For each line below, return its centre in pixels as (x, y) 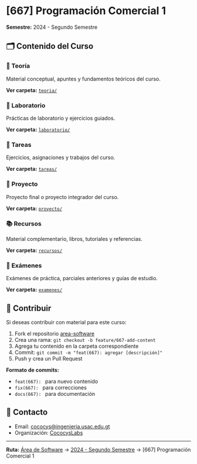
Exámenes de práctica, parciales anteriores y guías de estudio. (82, 278)
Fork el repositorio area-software (55, 334)
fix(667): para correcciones (50, 387)
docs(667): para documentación (55, 394)
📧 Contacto (27, 412)
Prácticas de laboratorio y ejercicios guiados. (61, 118)
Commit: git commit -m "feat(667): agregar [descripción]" (89, 352)
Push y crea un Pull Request (48, 358)
